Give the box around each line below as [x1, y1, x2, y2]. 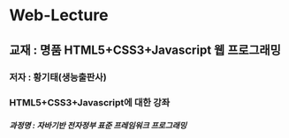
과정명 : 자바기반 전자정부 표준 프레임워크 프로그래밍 [9, 120, 187, 131]
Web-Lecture [9, 5, 109, 25]
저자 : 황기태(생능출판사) [9, 71, 108, 84]
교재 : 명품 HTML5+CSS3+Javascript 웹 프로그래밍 [9, 42, 281, 57]
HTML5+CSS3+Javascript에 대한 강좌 [9, 97, 171, 109]
